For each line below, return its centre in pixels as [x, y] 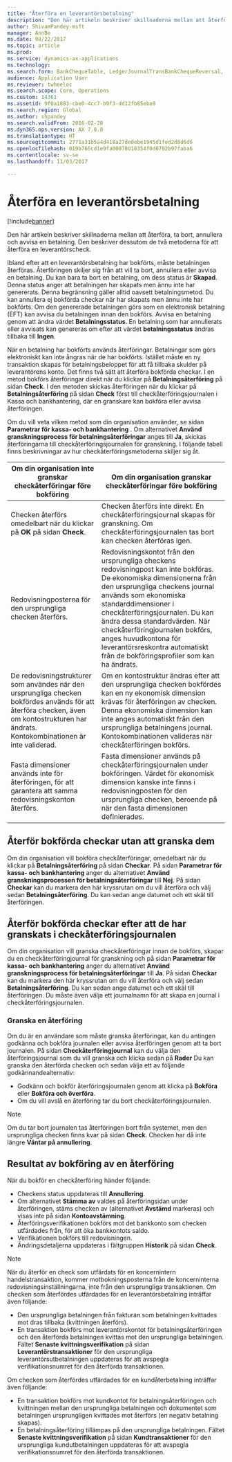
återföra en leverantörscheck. [49, 249]
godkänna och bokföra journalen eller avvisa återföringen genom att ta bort [114, 1043]
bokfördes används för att [52, 701]
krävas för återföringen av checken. [159, 701]
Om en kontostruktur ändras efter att [160, 676]
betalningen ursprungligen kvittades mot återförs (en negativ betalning [118, 1416]
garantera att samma [44, 791]
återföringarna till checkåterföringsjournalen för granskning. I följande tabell [115, 444]
